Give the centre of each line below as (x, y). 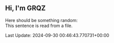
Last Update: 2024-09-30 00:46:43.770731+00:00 (57, 35)
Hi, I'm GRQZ (25, 8)
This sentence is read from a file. (39, 25)
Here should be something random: (42, 20)
